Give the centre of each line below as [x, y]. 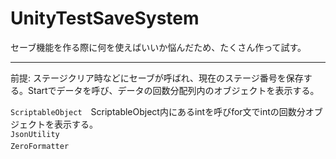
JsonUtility [35, 134]
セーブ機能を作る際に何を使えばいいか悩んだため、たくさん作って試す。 [158, 47]
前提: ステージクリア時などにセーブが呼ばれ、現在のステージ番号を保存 [157, 78]
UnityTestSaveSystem [105, 18]
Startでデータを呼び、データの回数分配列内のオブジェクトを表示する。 [173, 90]
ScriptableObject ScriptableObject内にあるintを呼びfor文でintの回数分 [158, 111]
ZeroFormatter [40, 146]
